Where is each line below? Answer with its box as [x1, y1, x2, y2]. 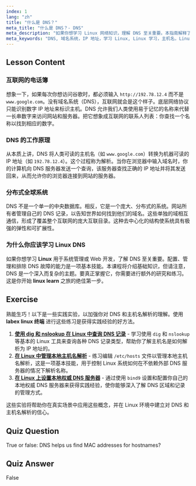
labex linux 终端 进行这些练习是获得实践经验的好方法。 [6, 318, 138, 325]
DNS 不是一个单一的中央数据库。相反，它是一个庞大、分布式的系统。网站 [6, 203, 182, 210]
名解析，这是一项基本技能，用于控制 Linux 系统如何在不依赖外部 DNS [14, 360, 181, 367]
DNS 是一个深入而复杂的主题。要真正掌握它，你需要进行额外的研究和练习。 [6, 270, 187, 277]
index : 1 [6, 8, 27, 15]
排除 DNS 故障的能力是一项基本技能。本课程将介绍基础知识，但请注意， [16, 262, 188, 269]
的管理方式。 [14, 389, 45, 396]
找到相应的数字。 [16, 119, 57, 126]
